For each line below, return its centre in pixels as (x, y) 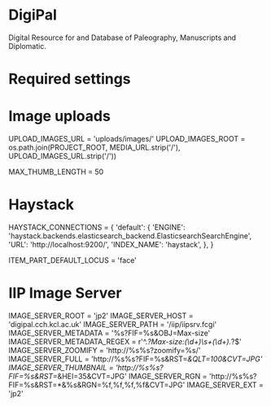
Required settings (70, 79)
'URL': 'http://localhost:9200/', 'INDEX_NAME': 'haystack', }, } (111, 244)
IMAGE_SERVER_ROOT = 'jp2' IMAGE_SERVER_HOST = (101, 316)
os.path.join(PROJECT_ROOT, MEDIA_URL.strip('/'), (94, 147)
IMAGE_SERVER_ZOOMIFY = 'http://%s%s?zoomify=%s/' (105, 350)
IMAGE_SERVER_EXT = (225, 385)
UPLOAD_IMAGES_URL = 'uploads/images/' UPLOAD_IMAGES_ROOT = (127, 139)
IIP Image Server (65, 293)
